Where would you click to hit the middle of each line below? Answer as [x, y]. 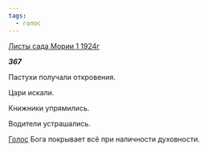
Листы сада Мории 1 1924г [54, 46]
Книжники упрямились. [49, 108]
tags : [17, 16]
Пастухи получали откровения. [62, 77]
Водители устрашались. [49, 123]
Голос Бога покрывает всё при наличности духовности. [104, 139]
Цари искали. [31, 92]
